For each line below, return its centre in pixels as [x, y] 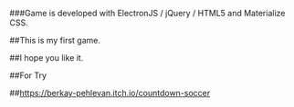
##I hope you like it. [47, 58]
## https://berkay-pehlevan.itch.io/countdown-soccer [110, 93]
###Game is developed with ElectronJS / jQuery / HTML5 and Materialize [147, 13]
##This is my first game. [55, 40]
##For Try [28, 75]
